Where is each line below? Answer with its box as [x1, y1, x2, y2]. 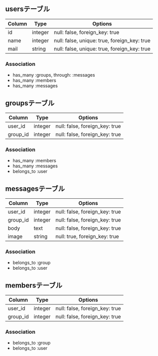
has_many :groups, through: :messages [12, 72, 95, 78]
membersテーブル [5, 281, 62, 290]
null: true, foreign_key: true [55, 233, 119, 240]
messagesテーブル [5, 184, 65, 193]
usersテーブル [5, 5, 50, 14]
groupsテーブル [5, 98, 55, 108]
